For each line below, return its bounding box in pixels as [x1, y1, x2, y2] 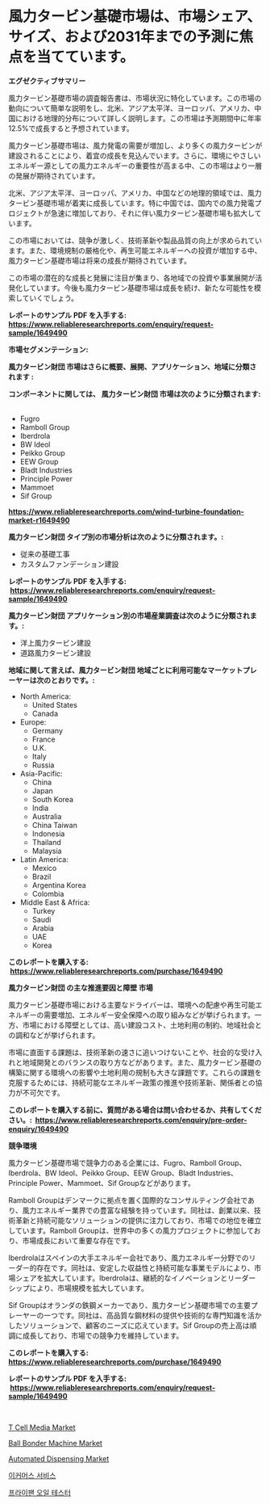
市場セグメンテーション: [8, 344, 89, 354]
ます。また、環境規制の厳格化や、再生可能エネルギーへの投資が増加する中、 [8, 246, 262, 255]
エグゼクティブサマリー [8, 76, 86, 86]
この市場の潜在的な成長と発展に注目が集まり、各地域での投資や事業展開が [8, 272, 255, 283]
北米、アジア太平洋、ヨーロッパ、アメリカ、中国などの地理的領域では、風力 [8, 187, 262, 198]
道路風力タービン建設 [19, 648, 91, 658]
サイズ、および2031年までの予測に [8, 27, 239, 46]
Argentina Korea [31, 880, 86, 889]
